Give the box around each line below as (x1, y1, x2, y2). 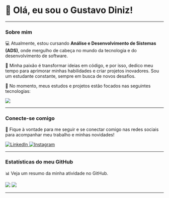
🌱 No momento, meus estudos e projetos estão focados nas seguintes (5, 83, 151, 89)
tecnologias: (5, 88, 31, 94)
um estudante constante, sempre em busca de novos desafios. (5, 73, 136, 79)
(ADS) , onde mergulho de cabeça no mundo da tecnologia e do (5, 48, 137, 54)
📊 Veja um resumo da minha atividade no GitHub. (5, 170, 109, 176)
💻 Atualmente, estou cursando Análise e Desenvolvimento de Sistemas (5, 40, 156, 47)
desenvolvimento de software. (5, 53, 68, 59)
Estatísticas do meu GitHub (5, 158, 73, 165)
